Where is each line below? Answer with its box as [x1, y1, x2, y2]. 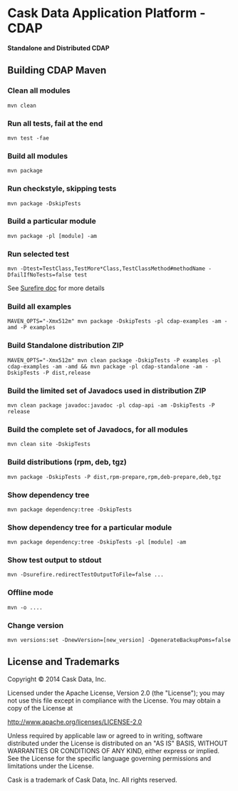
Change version [7, 620, 64, 630]
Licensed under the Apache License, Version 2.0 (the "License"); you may [7, 688, 225, 697]
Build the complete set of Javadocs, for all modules [7, 424, 189, 434]
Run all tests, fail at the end [7, 118, 103, 128]
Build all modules [7, 151, 68, 161]
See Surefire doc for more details [7, 284, 105, 293]
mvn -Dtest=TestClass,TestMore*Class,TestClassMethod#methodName [7, 265, 205, 272]
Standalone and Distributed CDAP [7, 43, 110, 52]
